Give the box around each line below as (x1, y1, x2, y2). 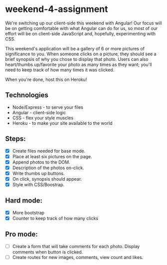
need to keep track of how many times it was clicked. (5, 66, 115, 73)
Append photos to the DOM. (12, 159, 71, 165)
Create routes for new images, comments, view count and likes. (12, 254, 144, 260)
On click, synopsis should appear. (12, 176, 82, 182)
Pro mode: (5, 230, 38, 239)
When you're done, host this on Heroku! (5, 76, 87, 82)
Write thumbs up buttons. (12, 170, 65, 176)
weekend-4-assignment (5, 3, 108, 15)
